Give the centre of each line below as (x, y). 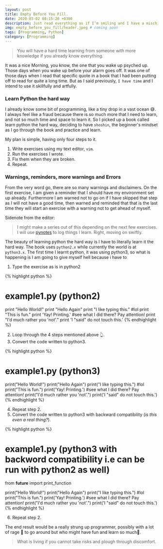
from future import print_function (38, 483)
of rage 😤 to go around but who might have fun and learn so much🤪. (73, 532)
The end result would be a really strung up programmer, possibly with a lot (80, 527)
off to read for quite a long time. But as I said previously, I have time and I (79, 80)
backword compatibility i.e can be (75, 459)
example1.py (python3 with (61, 449)
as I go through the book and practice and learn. (53, 130)
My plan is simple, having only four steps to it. (51, 139)
